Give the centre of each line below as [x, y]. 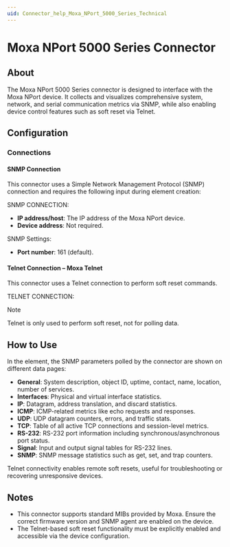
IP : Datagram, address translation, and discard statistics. [97, 404]
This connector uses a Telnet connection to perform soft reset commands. [112, 283]
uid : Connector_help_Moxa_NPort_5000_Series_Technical [87, 13]
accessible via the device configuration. [73, 536]
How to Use [32, 345]
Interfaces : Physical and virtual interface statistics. [89, 397]
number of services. [45, 389]
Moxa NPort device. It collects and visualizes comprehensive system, [105, 96]
